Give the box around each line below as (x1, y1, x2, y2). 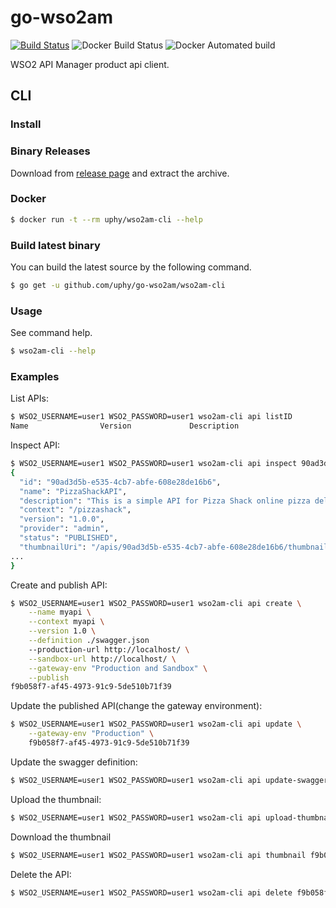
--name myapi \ (28, 607, 92, 618)
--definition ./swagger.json (28, 636, 150, 646)
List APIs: (10, 392, 49, 405)
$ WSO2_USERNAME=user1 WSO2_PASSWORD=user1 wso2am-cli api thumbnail (10, 850, 307, 860)
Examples (10, 369, 60, 383)
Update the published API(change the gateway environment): (10, 700, 263, 712)
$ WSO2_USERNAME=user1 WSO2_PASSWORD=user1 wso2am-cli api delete (10, 887, 293, 898)
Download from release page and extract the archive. (10, 167, 230, 179)
